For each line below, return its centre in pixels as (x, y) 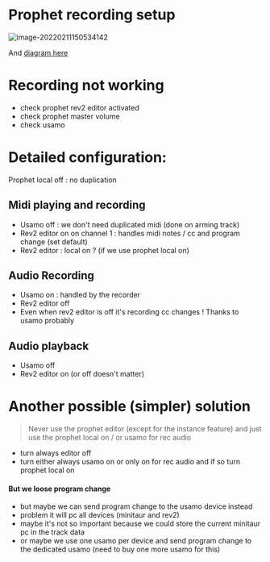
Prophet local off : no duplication (62, 180)
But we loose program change (60, 489)
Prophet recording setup (92, 15)
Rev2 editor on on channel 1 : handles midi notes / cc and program (130, 233)
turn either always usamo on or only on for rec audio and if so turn (130, 462)
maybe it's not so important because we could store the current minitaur (140, 524)
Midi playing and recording (77, 205)
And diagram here (38, 52)
